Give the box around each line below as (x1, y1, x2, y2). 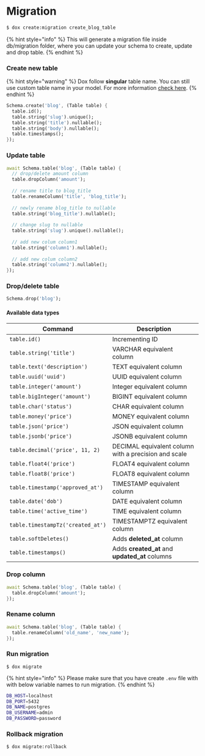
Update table (6, 151, 46, 160)
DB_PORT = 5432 (6, 699, 40, 705)
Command (42, 324, 73, 333)
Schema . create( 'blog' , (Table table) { (6, 103, 108, 109)
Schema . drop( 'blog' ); (6, 295, 62, 302)
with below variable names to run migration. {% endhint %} (6, 681, 155, 688)
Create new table (6, 64, 58, 72)
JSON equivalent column (112, 422, 184, 431)
